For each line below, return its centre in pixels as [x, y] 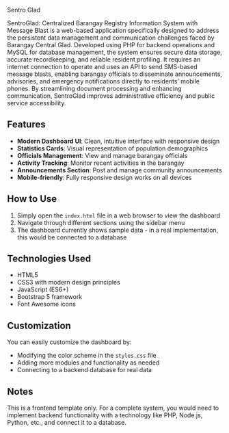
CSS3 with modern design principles [69, 283]
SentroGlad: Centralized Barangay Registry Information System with [103, 23]
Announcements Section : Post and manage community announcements [119, 170]
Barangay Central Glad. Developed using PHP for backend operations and [111, 45]
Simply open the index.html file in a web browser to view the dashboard [119, 215]
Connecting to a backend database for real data [84, 370]
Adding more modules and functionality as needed [88, 363]
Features [26, 125]
